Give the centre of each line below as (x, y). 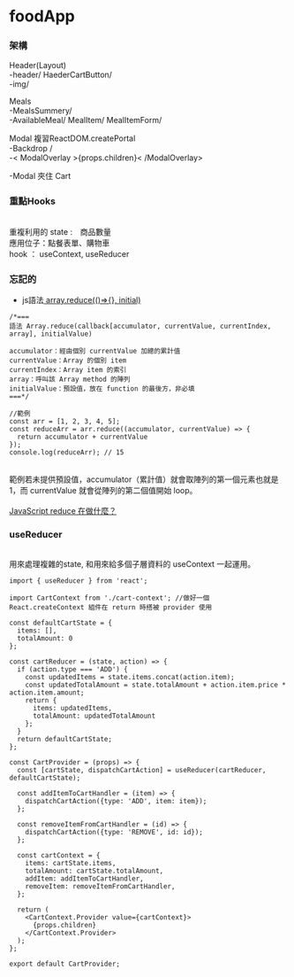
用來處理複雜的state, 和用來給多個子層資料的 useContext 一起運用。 (132, 564)
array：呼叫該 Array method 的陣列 (70, 380)
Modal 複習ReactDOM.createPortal (72, 138)
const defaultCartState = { (61, 623)
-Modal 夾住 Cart (40, 176)
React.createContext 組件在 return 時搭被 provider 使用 (111, 608)
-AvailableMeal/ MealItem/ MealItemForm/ (86, 120)
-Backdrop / (31, 149)
